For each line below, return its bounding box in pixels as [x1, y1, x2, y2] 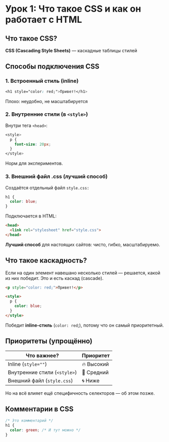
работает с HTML [5, 14, 82, 25]
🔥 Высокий [81, 360, 109, 367]
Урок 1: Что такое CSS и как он [5, 3, 142, 15]
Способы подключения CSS [5, 62, 100, 71]
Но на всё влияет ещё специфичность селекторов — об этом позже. [5, 390, 155, 396]
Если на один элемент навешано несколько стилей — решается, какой [5, 270, 160, 276]
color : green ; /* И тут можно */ [10, 428, 81, 433]
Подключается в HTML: [5, 213, 57, 219]
